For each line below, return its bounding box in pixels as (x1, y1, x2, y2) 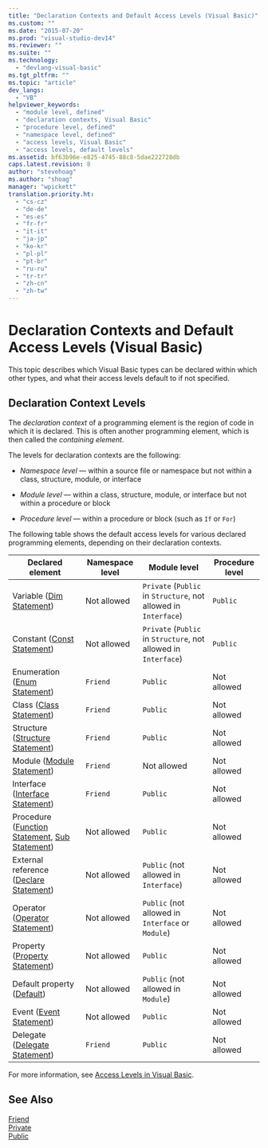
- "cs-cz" (15, 198, 48, 206)
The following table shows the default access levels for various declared (8, 529, 246, 538)
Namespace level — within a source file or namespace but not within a (19, 466, 253, 475)
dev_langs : (8, 86, 45, 94)
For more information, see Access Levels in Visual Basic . (8, 1070, 194, 1079)
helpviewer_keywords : (8, 101, 81, 109)
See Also (8, 1093, 53, 1106)
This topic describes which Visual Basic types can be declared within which (8, 365, 258, 374)
